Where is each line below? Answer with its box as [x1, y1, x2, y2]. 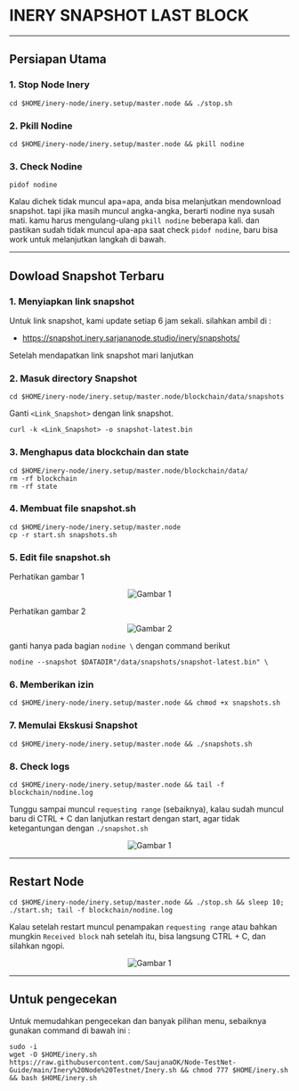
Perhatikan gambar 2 [9, 606, 86, 616]
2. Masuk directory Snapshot [9, 372, 138, 384]
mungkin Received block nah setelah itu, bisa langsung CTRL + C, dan [9, 930, 267, 941]
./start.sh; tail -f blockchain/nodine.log [9, 905, 174, 914]
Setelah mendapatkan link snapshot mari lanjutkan [9, 350, 194, 360]
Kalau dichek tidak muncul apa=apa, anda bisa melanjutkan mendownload [9, 196, 282, 207]
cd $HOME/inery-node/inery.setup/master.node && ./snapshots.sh [9, 740, 253, 748]
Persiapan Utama [9, 52, 107, 67]
